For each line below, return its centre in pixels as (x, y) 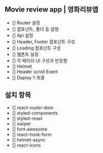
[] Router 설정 (26, 23)
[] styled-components (35, 113)
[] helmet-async (29, 140)
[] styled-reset (27, 118)
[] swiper (22, 124)
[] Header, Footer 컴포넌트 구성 (44, 41)
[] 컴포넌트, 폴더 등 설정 (35, 29)
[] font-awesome (30, 129)
